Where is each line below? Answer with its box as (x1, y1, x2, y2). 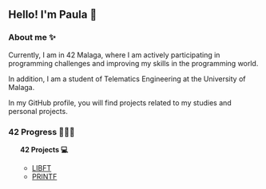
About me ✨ (8, 32, 56, 43)
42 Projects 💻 (19, 144, 69, 154)
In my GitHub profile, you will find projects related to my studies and (8, 97, 232, 108)
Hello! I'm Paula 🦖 (8, 8, 97, 22)
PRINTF (31, 171, 58, 181)
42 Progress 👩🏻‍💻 (8, 126, 75, 137)
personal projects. (8, 106, 68, 116)
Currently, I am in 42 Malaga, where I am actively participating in (8, 49, 220, 60)
